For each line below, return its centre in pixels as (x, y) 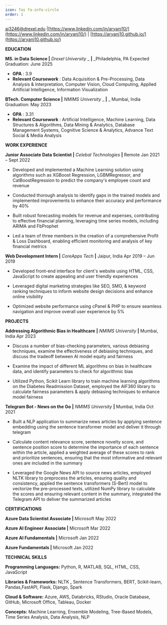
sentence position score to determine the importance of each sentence (85, 447)
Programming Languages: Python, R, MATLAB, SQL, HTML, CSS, (73, 567)
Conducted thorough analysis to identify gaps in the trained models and (86, 195)
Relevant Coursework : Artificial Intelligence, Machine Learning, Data (84, 119)
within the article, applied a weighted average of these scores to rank (83, 452)
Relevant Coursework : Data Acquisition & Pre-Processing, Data (79, 79)
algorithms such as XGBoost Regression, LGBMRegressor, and (77, 175)
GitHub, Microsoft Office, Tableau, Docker (48, 602)
